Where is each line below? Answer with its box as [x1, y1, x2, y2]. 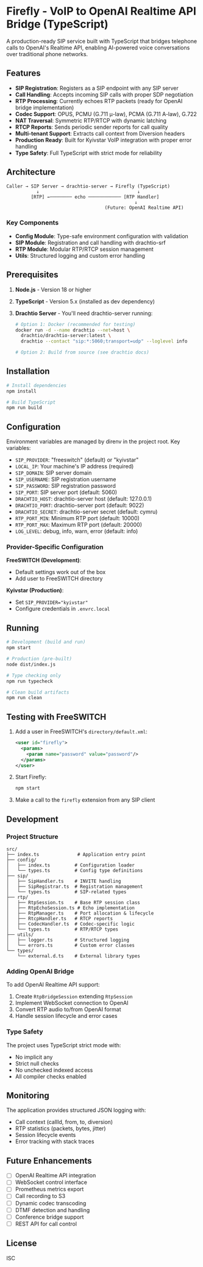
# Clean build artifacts [6, 689, 69, 695]
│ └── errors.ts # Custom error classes [6, 942, 135, 949]
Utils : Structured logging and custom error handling [15, 252, 145, 259]
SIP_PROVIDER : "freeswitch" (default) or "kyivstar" [15, 456, 139, 463]
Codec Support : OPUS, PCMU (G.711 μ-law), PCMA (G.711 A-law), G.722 [15, 110, 197, 117]
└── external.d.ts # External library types [17, 953, 140, 959]
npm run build [6, 405, 43, 411]
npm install [6, 388, 37, 394]
